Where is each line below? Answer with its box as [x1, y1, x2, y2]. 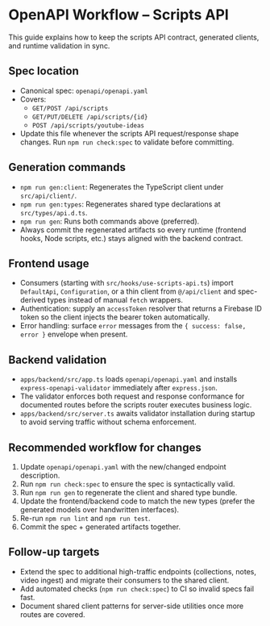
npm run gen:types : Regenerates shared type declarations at [19, 199, 221, 209]
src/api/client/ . [19, 190, 77, 200]
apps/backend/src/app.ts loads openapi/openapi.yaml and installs [19, 374, 238, 384]
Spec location [8, 65, 79, 78]
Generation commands [8, 161, 127, 174]
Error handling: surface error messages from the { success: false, [19, 321, 247, 331]
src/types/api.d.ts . [19, 207, 88, 217]
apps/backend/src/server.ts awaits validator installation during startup [19, 409, 255, 419]
